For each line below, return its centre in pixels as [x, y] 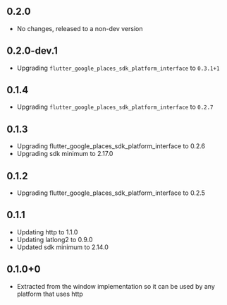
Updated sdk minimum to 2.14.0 [62, 247]
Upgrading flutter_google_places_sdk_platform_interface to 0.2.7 [115, 107]
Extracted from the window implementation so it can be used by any [116, 286]
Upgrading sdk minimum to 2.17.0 [65, 154]
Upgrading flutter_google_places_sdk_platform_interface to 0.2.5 [111, 193]
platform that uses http [50, 294]
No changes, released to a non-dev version [80, 28]
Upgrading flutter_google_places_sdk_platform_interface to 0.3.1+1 [118, 68]
